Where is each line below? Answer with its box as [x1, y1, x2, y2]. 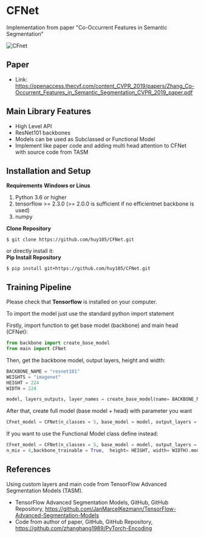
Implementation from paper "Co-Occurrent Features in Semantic [6, 24, 168, 31]
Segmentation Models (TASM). [6, 487, 83, 494]
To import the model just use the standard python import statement [6, 310, 174, 317]
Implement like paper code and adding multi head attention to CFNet [15, 142, 187, 149]
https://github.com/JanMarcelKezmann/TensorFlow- [45, 505, 176, 512]
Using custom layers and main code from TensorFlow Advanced [6, 480, 167, 488]
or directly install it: [6, 247, 54, 255]
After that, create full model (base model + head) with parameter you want [6, 407, 192, 415]
